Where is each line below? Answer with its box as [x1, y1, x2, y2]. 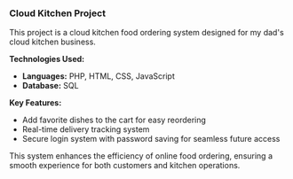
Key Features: [9, 97, 62, 108]
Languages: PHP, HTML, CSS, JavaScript [21, 71, 175, 82]
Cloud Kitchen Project [9, 7, 107, 19]
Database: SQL [21, 81, 79, 91]
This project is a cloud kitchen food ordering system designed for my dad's [9, 27, 284, 38]
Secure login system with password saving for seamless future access [21, 134, 281, 144]
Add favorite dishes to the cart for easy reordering [21, 114, 207, 126]
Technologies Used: [9, 54, 85, 65]
